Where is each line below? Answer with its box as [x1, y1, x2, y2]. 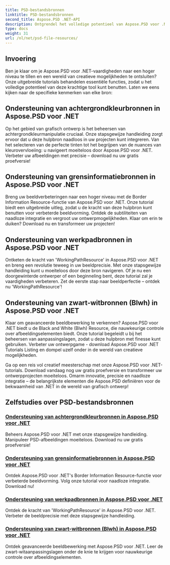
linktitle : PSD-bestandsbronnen [5, 12, 73, 17]
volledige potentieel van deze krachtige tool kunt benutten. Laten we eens [5, 84, 159, 90]
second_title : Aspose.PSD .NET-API [5, 17, 80, 22]
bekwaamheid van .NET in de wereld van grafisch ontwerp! [5, 383, 129, 389]
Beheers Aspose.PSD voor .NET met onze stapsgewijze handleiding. [5, 431, 148, 437]
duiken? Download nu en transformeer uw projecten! [5, 221, 115, 227]
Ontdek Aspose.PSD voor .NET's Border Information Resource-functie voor [5, 472, 162, 478]
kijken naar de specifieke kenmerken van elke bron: [5, 89, 113, 95]
